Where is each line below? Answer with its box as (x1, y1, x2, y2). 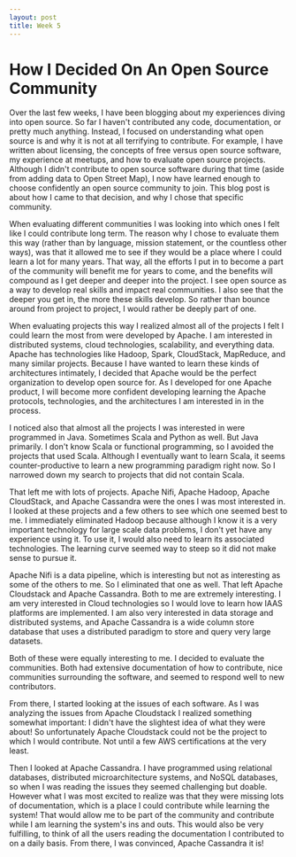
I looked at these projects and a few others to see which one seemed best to (9, 506, 288, 517)
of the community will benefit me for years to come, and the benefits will (9, 266, 274, 277)
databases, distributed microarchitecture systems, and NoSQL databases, (9, 772, 278, 783)
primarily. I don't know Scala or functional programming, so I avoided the (9, 441, 274, 452)
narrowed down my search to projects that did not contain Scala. (9, 470, 245, 480)
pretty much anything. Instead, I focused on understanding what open (9, 126, 264, 137)
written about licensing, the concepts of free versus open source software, (9, 145, 282, 156)
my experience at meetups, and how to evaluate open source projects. (9, 154, 266, 165)
